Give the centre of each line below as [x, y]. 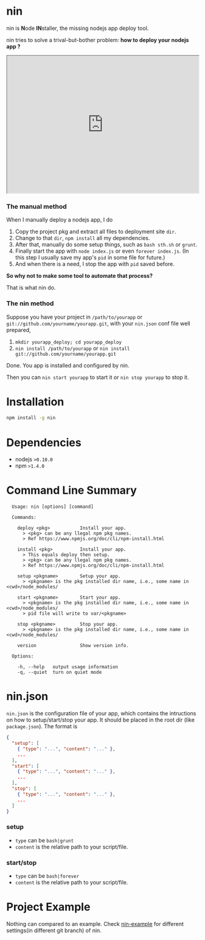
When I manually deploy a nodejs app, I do [60, 220]
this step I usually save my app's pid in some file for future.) [90, 258]
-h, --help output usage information [68, 667]
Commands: [24, 518]
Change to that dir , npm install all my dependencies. [82, 238]
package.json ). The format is [42, 726]
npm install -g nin [31, 418]
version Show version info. [73, 646]
